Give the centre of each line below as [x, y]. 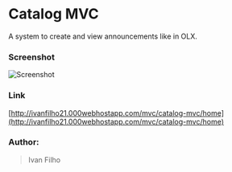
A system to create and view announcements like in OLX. [103, 36]
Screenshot [31, 57]
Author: [24, 142]
